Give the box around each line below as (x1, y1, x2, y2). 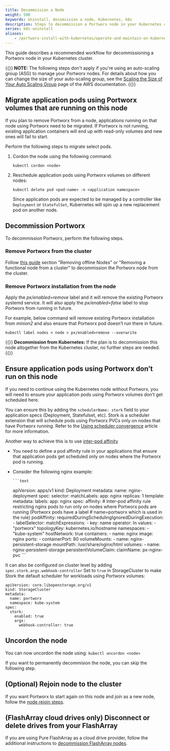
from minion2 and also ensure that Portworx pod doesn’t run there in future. (5, 321, 163, 327)
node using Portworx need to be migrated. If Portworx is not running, (5, 122, 149, 129)
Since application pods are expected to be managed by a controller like (12, 196, 161, 202)
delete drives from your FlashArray (5, 721, 118, 730)
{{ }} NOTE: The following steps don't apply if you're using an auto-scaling (5, 65, 160, 71)
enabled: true (14, 613, 44, 619)
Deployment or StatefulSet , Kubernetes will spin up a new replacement (12, 201, 160, 207)
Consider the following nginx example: (12, 468, 93, 475)
